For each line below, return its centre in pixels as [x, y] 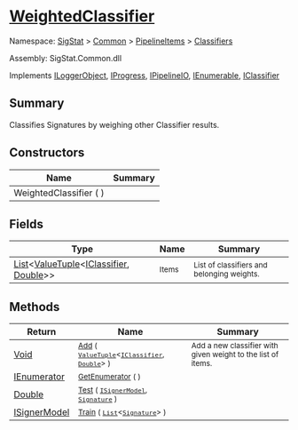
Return [42, 332]
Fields [27, 224]
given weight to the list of [235, 354]
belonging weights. [227, 274]
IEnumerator [39, 377]
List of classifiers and [231, 265]
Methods [35, 307]
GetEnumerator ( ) [110, 377]
